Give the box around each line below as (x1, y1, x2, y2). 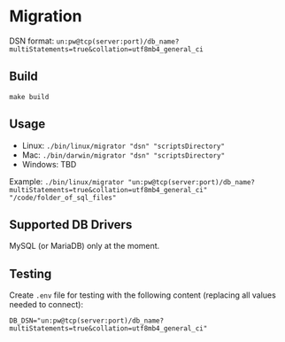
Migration (9, 6, 82, 27)
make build (9, 92, 50, 101)
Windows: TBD (21, 159, 77, 169)
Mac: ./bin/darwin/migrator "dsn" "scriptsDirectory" (21, 149, 226, 160)
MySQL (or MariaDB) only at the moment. (9, 241, 160, 252)
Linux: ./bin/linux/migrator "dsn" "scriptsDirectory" (21, 140, 226, 151)
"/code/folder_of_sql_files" (9, 193, 117, 202)
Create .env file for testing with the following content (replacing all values (9, 290, 276, 300)
